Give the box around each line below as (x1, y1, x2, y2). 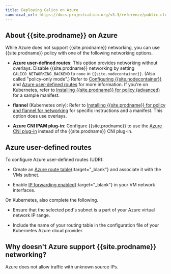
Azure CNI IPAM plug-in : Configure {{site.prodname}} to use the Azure (12, 123, 162, 129)
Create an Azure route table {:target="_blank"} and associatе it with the (12, 167, 161, 173)
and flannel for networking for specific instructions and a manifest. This (12, 107, 163, 114)
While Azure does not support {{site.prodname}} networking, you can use (5, 44, 160, 51)
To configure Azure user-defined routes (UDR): (5, 156, 104, 163)
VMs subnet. (12, 172, 40, 178)
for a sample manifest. (12, 92, 60, 98)
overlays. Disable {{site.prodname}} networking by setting (12, 65, 135, 71)
